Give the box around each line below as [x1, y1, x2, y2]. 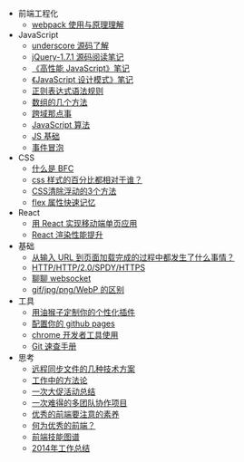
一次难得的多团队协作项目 [31, 398, 128, 408]
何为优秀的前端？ [31, 420, 96, 430]
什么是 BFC [31, 163, 74, 174]
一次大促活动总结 [31, 386, 96, 397]
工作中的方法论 [31, 375, 88, 385]
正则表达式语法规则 [31, 85, 104, 96]
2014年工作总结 [31, 443, 91, 453]
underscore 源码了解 [31, 40, 110, 51]
